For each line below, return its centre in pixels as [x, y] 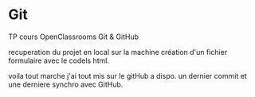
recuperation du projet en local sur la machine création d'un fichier [118, 52]
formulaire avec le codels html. [59, 60]
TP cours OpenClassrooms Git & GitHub [74, 37]
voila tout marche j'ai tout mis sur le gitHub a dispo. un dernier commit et [127, 76]
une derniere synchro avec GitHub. [66, 84]
